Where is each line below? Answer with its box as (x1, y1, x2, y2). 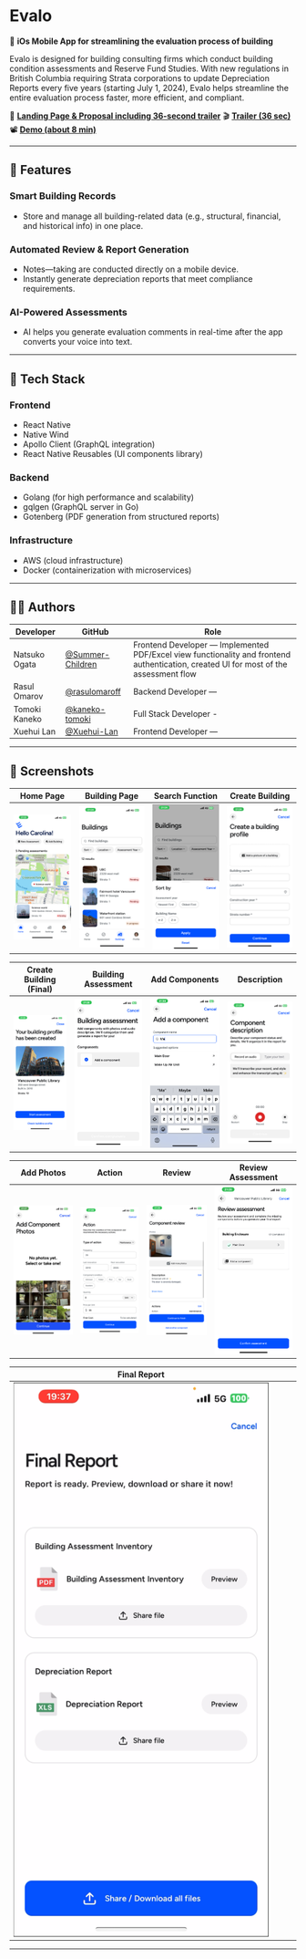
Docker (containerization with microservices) (22, 565, 192, 575)
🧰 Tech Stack (9, 371, 86, 387)
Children (65, 658, 97, 670)
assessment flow (133, 669, 198, 679)
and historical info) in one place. (22, 220, 144, 231)
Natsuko (13, 649, 46, 660)
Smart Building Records (9, 190, 117, 202)
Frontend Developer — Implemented (133, 639, 270, 650)
